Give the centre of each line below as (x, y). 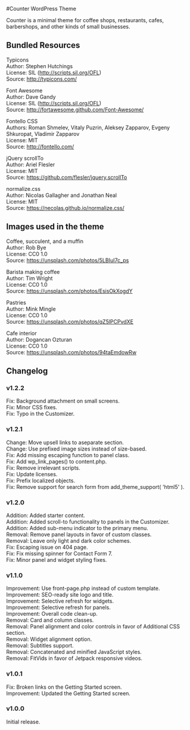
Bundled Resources (43, 45)
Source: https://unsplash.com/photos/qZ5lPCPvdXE (70, 321)
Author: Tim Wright (29, 278)
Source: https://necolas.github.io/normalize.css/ (66, 208)
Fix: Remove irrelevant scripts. (43, 468)
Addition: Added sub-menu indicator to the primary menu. (77, 528)
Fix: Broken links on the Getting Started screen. (64, 687)
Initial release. (23, 722)
